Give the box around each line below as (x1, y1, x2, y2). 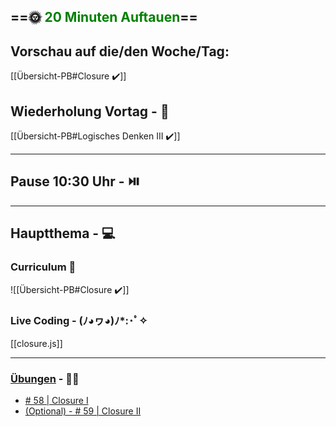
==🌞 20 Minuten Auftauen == (10, 9, 198, 26)
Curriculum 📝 (10, 260, 77, 274)
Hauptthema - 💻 (10, 225, 116, 242)
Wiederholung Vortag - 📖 (10, 103, 170, 120)
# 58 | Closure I (24, 395, 89, 407)
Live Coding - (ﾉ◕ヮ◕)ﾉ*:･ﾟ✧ (10, 314, 148, 328)
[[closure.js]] (10, 337, 63, 349)
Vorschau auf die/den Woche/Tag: (10, 43, 230, 60)
